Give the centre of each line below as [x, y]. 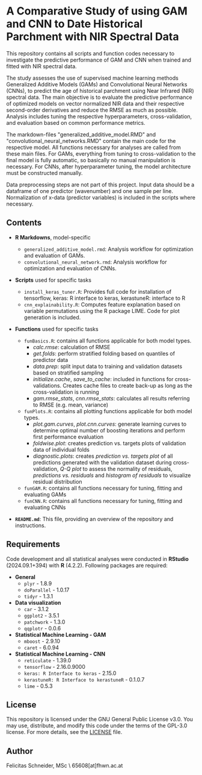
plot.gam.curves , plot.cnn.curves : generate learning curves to [110, 424]
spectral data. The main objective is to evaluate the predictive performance [99, 97]
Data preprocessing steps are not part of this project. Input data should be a [100, 185]
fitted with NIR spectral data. [41, 66]
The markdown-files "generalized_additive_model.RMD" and [81, 134]
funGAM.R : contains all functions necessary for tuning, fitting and [103, 488]
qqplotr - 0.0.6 [42, 628]
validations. [47, 385]
